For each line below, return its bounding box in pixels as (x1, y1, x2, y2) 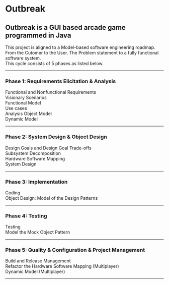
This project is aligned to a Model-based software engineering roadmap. (5, 44, 155, 50)
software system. (5, 55, 41, 61)
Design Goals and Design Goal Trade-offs (5, 145, 92, 151)
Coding (5, 190, 21, 196)
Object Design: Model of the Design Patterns (5, 195, 98, 201)
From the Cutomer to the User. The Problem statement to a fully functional (5, 50, 159, 55)
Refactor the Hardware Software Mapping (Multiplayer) (5, 263, 119, 269)
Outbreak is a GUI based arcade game (5, 23, 126, 32)
